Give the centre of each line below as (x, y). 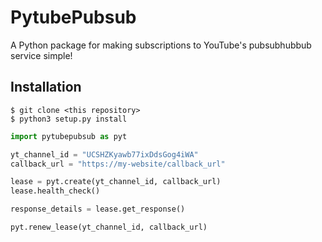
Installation (46, 87)
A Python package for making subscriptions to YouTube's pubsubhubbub (161, 45)
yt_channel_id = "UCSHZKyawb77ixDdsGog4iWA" (104, 154)
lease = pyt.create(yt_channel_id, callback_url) (116, 182)
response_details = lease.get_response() (98, 209)
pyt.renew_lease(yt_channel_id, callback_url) (109, 227)
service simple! (41, 55)
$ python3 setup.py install (69, 119)
